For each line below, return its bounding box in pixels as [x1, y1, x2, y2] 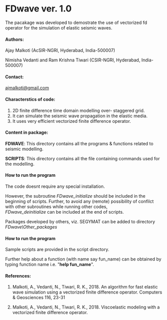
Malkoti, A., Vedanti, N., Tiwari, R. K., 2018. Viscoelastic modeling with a [12, 304, 160, 310]
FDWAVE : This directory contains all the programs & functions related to [5, 140, 154, 146]
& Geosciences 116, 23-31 [12, 295, 65, 301]
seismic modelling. [5, 146, 44, 152]
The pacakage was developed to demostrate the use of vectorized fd [5, 19, 148, 25]
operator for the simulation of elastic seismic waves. [5, 24, 113, 30]
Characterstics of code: [5, 96, 56, 102]
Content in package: [5, 129, 48, 135]
